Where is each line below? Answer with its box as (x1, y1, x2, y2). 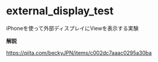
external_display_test (6, 4, 114, 18)
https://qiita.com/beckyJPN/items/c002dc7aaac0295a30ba (6, 49, 152, 56)
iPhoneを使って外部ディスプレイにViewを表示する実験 (6, 24, 139, 32)
